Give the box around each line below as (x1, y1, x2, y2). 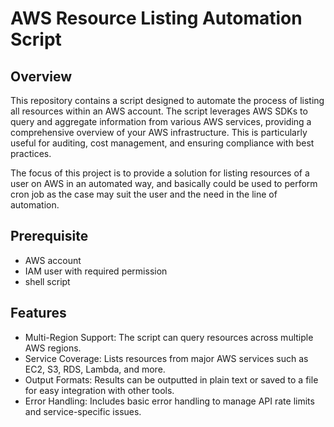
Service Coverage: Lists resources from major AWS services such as (24, 352, 309, 364)
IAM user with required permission (24, 265, 168, 277)
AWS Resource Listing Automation (10, 7, 303, 30)
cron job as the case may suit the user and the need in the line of (10, 188, 278, 200)
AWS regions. (24, 342, 82, 354)
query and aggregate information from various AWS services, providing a (10, 116, 312, 127)
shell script (24, 275, 71, 287)
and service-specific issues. (24, 405, 142, 417)
